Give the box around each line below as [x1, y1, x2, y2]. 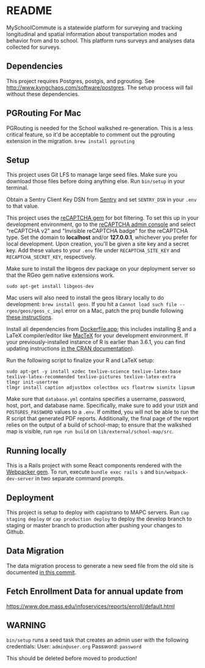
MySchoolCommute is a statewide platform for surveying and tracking [6, 24, 182, 31]
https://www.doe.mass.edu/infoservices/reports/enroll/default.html [6, 603, 175, 610]
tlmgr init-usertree [6, 380, 59, 386]
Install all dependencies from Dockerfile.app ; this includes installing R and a [6, 325, 196, 333]
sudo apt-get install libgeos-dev [6, 284, 95, 290]
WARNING [6, 620, 46, 631]
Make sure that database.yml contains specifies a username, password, [6, 395, 186, 403]
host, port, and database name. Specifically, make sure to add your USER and [6, 402, 198, 409]
